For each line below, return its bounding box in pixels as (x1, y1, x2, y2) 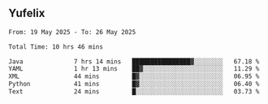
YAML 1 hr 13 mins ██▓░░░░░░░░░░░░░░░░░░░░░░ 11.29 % (8, 65, 260, 73)
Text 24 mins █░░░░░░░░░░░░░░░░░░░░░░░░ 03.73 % (8, 88, 260, 96)
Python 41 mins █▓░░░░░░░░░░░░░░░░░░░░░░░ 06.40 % (8, 80, 260, 89)
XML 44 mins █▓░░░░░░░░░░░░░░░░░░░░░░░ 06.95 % (8, 72, 260, 80)
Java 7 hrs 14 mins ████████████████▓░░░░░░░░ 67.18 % (8, 57, 260, 66)
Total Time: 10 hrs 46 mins (8, 42, 104, 51)
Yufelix (8, 6, 45, 20)
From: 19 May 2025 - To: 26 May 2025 (8, 28, 136, 36)
